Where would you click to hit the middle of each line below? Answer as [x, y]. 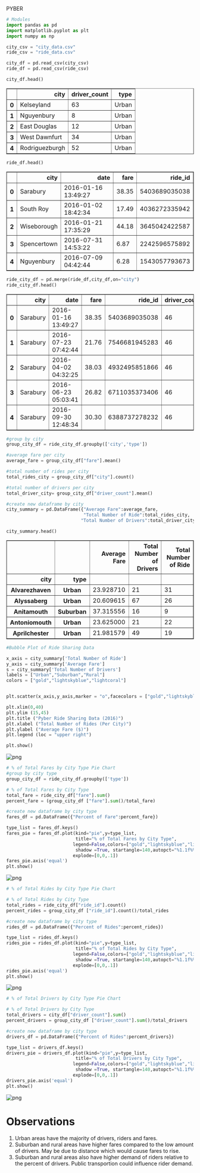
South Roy [34, 209]
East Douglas [38, 126]
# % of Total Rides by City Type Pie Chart [61, 889]
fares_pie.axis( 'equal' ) [37, 861]
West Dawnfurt [41, 137]
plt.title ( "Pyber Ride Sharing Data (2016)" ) [65, 718]
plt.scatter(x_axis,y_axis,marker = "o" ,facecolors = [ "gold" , [86, 697]
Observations [41, 1122]
